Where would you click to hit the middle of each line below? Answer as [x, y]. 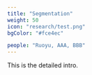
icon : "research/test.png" [46, 26]
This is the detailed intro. [43, 65]
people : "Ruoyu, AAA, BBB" [46, 46]
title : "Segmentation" [40, 14]
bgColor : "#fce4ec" [36, 33]
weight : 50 [23, 20]
